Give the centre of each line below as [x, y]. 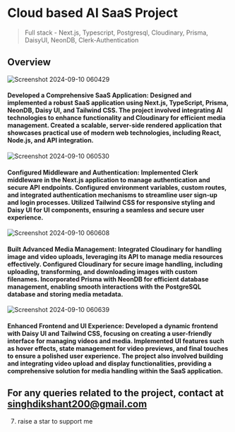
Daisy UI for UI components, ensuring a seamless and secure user [106, 210]
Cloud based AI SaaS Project [93, 13]
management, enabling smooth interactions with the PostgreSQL [104, 287]
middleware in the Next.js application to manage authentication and [109, 180]
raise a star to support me [55, 421]
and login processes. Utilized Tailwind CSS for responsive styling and [111, 202]
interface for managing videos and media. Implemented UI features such [116, 341]
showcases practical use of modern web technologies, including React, [114, 133]
